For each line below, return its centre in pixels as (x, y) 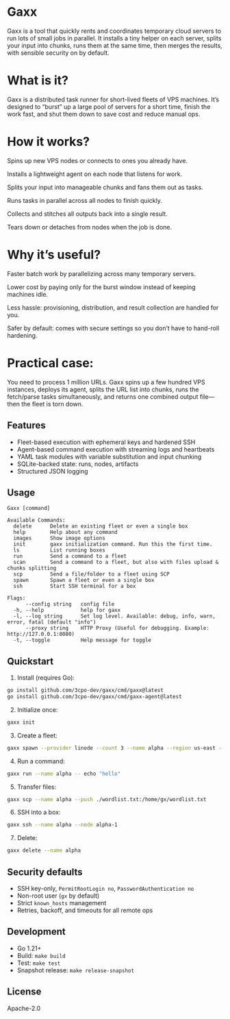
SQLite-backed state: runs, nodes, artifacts (78, 464)
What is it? (38, 81)
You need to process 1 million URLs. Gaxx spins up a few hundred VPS (106, 382)
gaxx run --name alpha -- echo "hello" (64, 774)
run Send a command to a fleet (70, 556)
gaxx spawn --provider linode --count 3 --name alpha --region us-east (111, 748)
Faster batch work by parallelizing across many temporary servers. (102, 273)
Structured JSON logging (52, 471)
